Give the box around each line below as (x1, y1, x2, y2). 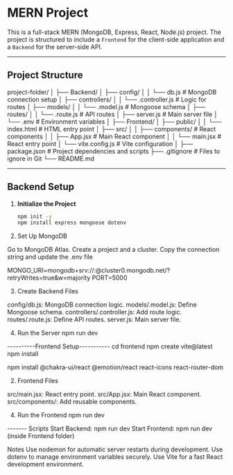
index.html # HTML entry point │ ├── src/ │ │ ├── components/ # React (7, 124, 216, 133)
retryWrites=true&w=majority (7, 273, 91, 282)
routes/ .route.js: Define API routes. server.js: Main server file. (7, 315, 182, 324)
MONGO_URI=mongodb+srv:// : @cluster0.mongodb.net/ (7, 266, 168, 275)
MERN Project (7, 5, 89, 21)
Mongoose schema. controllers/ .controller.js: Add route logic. (7, 308, 182, 316)
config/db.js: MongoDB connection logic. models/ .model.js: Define (7, 300, 198, 309)
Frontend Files (17, 377, 59, 385)
